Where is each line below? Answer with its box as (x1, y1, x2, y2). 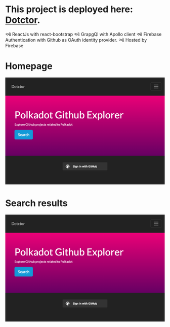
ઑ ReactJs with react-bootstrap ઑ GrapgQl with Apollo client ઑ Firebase (5, 31, 162, 37)
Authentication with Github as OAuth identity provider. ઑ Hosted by (5, 37, 147, 43)
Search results (5, 198, 68, 209)
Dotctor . (5, 14, 40, 26)
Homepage (5, 60, 53, 72)
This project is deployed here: (5, 4, 133, 15)
